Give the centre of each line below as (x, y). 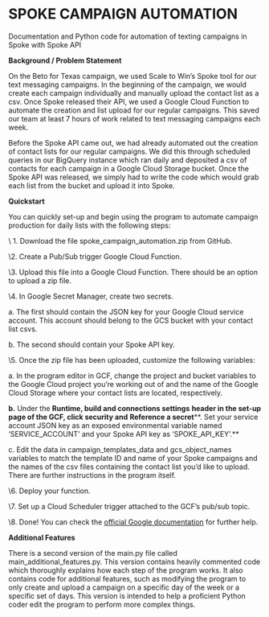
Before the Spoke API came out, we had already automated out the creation (133, 142)
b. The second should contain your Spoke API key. (92, 344)
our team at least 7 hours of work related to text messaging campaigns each (134, 118)
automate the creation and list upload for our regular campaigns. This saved (134, 110)
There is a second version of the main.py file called (93, 553)
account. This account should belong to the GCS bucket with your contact (131, 320)
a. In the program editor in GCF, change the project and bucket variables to (132, 376)
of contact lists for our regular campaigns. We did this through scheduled (129, 151)
